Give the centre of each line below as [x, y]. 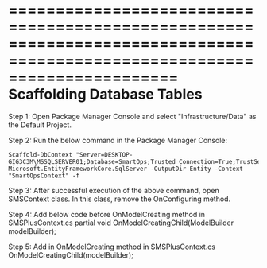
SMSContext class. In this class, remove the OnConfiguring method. [120, 199]
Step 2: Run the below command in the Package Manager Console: [118, 140]
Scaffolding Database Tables [105, 94]
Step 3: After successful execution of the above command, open [114, 190]
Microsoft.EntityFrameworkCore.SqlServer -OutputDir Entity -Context [126, 169]
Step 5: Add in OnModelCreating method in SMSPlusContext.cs [112, 247]
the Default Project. [40, 125]
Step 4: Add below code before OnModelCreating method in [106, 214]
